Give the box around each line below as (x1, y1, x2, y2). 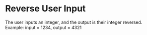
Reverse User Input (5, 3, 86, 14)
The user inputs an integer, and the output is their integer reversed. (5, 19, 143, 25)
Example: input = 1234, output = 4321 (5, 24, 82, 30)
